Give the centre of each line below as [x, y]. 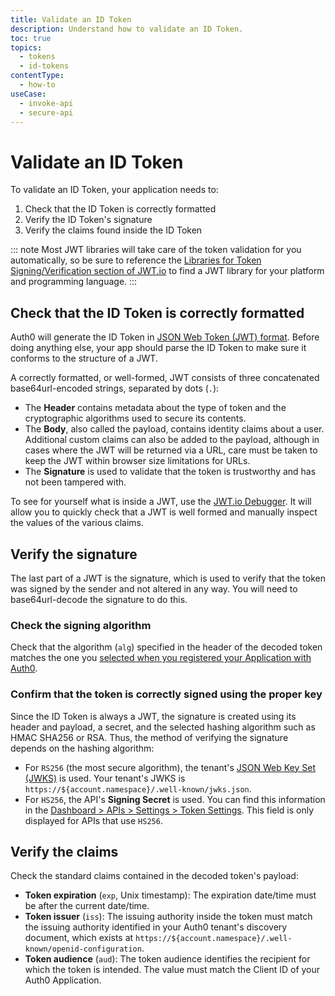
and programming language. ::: [74, 282]
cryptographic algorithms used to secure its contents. [135, 418]
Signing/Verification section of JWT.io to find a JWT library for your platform [167, 271]
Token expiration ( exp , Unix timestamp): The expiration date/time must [170, 895]
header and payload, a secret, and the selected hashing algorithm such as [163, 727]
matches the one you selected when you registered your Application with [161, 658]
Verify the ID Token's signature [88, 220]
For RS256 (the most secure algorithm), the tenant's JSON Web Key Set [170, 767]
